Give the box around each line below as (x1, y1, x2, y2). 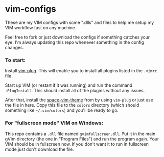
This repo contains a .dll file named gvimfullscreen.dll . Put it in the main (5, 131, 156, 137)
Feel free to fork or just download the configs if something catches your (5, 34, 150, 40)
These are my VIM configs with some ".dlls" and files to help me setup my (5, 20, 154, 25)
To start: (5, 57, 26, 63)
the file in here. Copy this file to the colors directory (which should (5, 102, 140, 108)
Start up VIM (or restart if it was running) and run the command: (5, 82, 134, 88)
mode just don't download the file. (5, 146, 74, 152)
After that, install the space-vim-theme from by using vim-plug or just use (5, 97, 153, 103)
